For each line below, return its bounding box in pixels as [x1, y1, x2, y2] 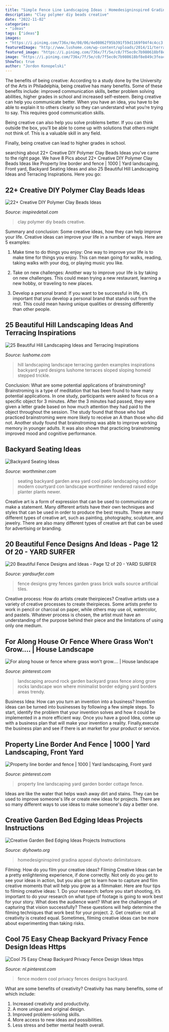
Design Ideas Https [5, 943, 66, 951]
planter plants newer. [17, 488, 61, 495]
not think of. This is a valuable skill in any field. [5, 130, 102, 136]
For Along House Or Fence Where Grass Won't [5, 637, 153, 646]
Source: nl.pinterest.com [5, 966, 56, 972]
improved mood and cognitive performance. [5, 430, 97, 437]
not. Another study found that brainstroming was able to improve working [5, 419, 157, 425]
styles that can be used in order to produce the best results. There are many [5, 509, 163, 515]
